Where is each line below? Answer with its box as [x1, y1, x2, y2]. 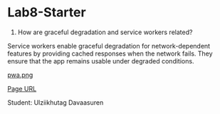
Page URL [7, 84, 37, 93]
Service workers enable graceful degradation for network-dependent [7, 41, 211, 50]
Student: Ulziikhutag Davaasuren [7, 98, 104, 107]
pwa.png [7, 71, 33, 79]
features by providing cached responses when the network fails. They [7, 49, 213, 58]
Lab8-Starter [7, 4, 87, 21]
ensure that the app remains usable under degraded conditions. [7, 56, 194, 65]
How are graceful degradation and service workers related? [17, 28, 193, 36]
